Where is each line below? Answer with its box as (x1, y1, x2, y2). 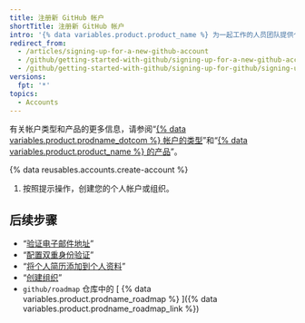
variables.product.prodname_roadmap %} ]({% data (22, 294, 218, 305)
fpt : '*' (17, 81, 51, 90)
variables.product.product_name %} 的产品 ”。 (9, 146, 182, 157)
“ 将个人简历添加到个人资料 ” (22, 260, 126, 272)
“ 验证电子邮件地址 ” (22, 238, 94, 250)
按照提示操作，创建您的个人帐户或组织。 (22, 183, 174, 194)
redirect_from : (9, 38, 67, 48)
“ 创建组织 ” (22, 272, 63, 283)
